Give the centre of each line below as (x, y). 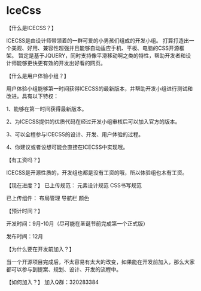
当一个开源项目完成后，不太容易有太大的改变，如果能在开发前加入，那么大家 (100, 262)
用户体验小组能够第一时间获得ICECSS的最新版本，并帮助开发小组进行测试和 (100, 88)
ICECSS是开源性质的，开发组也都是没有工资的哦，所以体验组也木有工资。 (97, 172)
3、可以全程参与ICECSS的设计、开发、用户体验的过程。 (75, 134)
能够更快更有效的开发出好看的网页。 (61, 63)
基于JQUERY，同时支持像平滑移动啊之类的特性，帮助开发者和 (110, 55)
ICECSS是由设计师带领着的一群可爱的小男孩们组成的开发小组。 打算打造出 (98, 40)
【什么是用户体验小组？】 (38, 76)
